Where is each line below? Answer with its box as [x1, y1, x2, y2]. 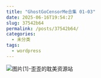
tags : [6, 43, 20, 49]
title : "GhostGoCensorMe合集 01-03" [6, 8, 96, 15]
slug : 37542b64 [6, 20, 44, 26]
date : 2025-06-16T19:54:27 [6, 14, 74, 20]
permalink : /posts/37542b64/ [6, 25, 79, 32]
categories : [6, 31, 36, 37]
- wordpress [11, 48, 42, 54]
